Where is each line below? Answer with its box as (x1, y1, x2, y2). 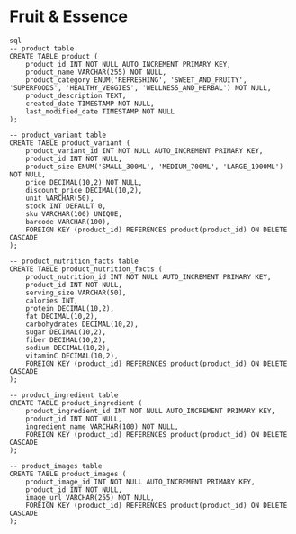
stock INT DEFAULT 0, (25, 201, 106, 211)
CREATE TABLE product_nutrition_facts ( (9, 264, 164, 274)
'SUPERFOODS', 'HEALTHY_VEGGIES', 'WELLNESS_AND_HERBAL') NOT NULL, (9, 83, 272, 92)
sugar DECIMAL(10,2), (25, 327, 106, 337)
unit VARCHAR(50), (25, 194, 94, 203)
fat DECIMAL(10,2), (25, 312, 99, 321)
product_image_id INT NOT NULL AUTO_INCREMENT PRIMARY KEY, (25, 477, 256, 486)
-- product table (9, 43, 75, 53)
